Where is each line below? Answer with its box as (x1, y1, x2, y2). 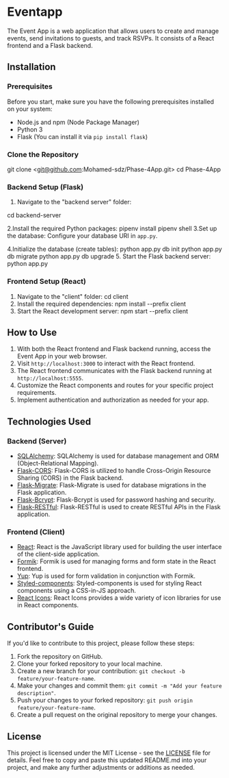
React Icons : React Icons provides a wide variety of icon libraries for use (16, 594, 221, 602)
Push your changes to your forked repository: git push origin (16, 696, 193, 705)
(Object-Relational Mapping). (16, 459, 99, 467)
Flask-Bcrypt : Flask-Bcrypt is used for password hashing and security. (16, 496, 216, 504)
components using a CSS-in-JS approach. (16, 587, 137, 595)
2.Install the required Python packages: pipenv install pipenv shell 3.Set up (7, 224, 217, 233)
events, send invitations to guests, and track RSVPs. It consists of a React (7, 34, 215, 42)
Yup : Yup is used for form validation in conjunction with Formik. (16, 572, 196, 580)
